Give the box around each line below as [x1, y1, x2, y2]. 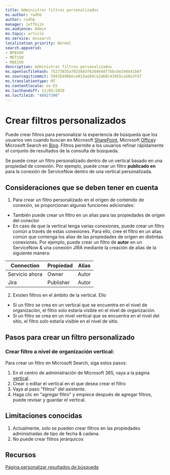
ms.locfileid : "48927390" [5, 93, 60, 98]
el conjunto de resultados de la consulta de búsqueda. [5, 148, 119, 154]
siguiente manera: [12, 250, 51, 256]
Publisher [47, 279, 70, 286]
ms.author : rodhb [5, 12, 42, 17]
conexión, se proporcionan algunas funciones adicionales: [12, 202, 135, 208]
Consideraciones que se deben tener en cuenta [5, 183, 158, 192]
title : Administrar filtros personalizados [5, 7, 99, 13]
